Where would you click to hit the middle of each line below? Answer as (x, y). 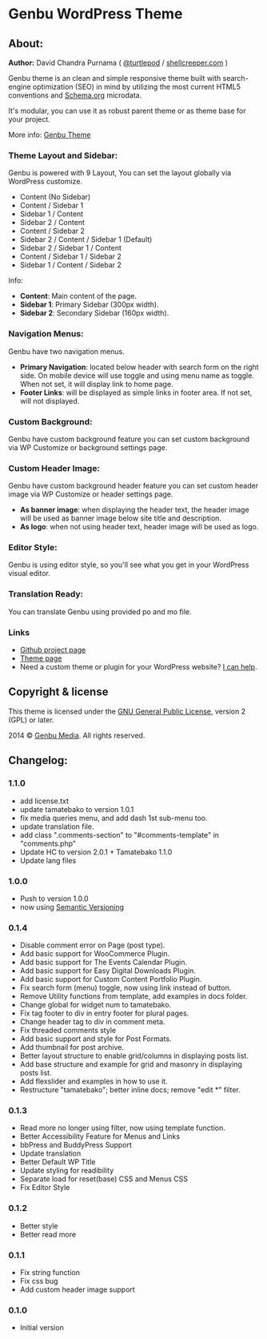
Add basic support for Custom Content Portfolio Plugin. (111, 979)
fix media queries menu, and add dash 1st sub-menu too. (114, 818)
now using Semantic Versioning (72, 907)
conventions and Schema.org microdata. (75, 95)
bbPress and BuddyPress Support (76, 1145)
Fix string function (50, 1273)
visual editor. (29, 573)
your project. (29, 119)
